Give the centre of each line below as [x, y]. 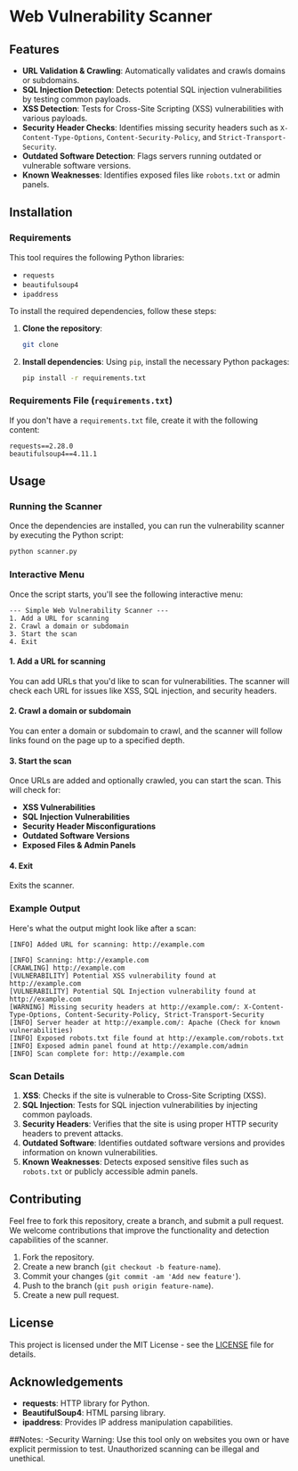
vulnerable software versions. [77, 165]
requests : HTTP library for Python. [86, 1403]
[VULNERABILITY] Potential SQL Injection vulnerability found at [133, 991]
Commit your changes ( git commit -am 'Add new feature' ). [132, 1276]
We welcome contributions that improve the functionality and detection [139, 1230]
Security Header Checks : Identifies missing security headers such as [150, 128]
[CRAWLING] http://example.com [67, 968]
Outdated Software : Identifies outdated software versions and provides [153, 1143]
